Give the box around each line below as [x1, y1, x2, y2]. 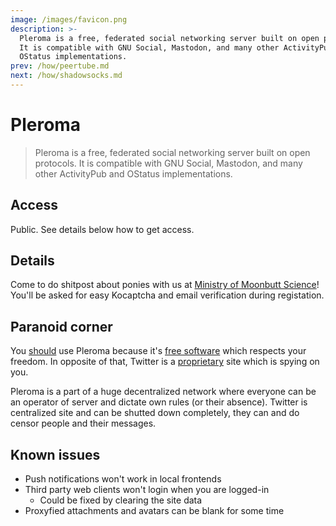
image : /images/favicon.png [10, 14, 128, 25]
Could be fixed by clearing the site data [39, 494, 203, 506]
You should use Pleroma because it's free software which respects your [10, 345, 307, 357]
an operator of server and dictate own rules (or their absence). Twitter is [10, 396, 308, 408]
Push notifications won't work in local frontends [24, 473, 222, 485]
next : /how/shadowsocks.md [10, 71, 123, 81]
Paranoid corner [10, 318, 113, 335]
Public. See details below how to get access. [10, 223, 195, 235]
